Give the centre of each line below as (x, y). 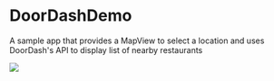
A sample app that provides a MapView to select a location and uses (137, 40)
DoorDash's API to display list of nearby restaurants (106, 49)
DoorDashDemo (71, 16)
